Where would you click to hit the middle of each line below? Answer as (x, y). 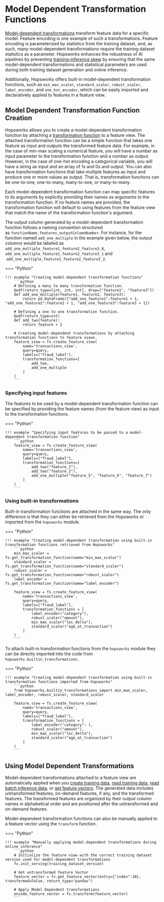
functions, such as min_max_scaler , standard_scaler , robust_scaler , (73, 84)
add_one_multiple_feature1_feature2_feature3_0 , (55, 248)
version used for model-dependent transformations (58, 860)
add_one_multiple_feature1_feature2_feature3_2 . (56, 259)
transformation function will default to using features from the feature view (80, 207)
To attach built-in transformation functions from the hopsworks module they (80, 649)
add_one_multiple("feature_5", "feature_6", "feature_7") (92, 476)
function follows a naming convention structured (54, 227)
